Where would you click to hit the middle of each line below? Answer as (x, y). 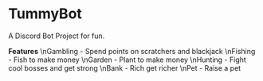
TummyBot (45, 14)
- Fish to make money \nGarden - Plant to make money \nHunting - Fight (128, 60)
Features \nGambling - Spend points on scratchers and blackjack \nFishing (132, 51)
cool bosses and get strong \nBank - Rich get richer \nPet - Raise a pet (125, 67)
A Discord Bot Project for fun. (57, 36)
